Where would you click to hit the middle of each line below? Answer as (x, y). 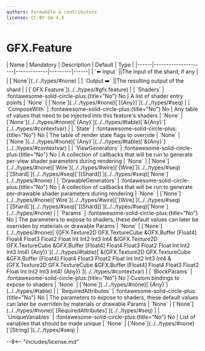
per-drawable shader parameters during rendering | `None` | (83, 194)
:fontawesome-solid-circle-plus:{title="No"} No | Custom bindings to (93, 278)
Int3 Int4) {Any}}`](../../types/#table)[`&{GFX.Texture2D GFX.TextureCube (99, 252)
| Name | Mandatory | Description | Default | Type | (70, 65)
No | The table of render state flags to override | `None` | (109, 135)
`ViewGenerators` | (98, 148)
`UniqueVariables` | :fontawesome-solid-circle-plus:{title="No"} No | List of (101, 317)
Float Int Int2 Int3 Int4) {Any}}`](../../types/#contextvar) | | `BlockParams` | (99, 272)
